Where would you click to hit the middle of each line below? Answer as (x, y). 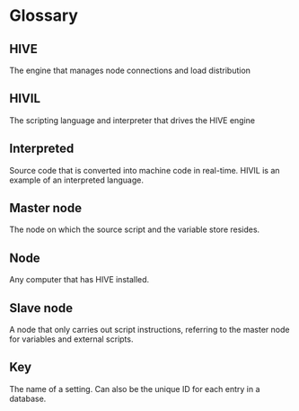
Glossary (44, 16)
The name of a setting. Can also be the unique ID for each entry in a (135, 389)
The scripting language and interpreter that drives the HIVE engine (132, 120)
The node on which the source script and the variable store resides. (135, 229)
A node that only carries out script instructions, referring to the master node (149, 330)
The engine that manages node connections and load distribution (130, 70)
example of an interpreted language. (76, 180)
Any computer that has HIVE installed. (79, 280)
